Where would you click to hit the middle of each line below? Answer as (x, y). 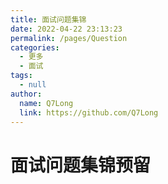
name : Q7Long (46, 103)
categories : (35, 47)
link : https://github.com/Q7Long (89, 112)
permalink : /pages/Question (69, 38)
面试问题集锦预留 (81, 165)
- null (33, 85)
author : (26, 94)
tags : (21, 76)
